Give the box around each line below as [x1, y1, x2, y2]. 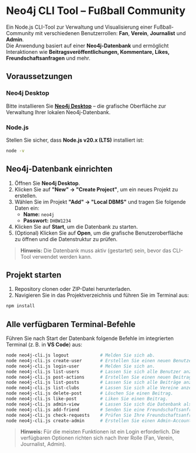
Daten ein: [14, 204, 40, 211]
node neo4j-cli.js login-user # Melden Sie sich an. [6, 363, 156, 369]
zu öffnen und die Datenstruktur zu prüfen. [14, 235, 118, 242]
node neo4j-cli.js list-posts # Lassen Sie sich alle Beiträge [6, 379, 181, 386]
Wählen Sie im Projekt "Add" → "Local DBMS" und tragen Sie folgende [14, 198, 186, 205]
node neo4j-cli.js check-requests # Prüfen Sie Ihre [6, 412, 145, 418]
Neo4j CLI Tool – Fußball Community [6, 4, 185, 18]
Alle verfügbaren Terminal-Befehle [6, 319, 136, 329]
